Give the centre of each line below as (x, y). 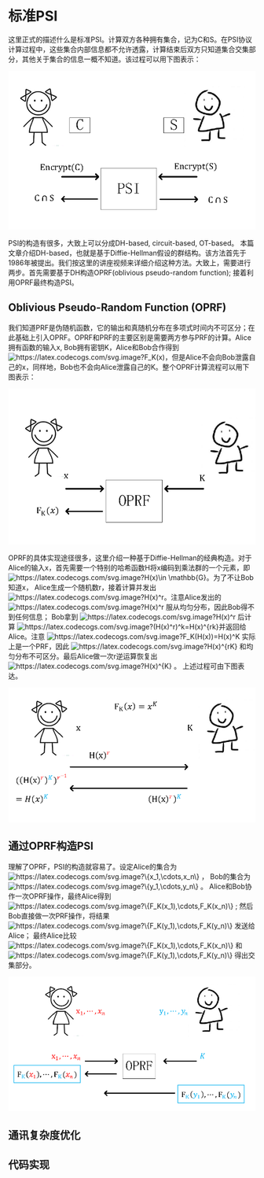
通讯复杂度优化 (44, 1135)
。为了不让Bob (230, 577)
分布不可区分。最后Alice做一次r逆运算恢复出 (86, 656)
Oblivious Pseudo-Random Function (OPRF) (117, 308)
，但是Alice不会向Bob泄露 (207, 357)
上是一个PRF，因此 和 (127, 646)
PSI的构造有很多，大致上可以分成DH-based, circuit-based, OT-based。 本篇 (131, 243)
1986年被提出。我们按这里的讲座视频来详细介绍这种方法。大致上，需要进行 (130, 263)
